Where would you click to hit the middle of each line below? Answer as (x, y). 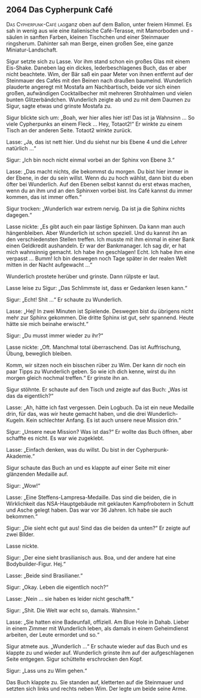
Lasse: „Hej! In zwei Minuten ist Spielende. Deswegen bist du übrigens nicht (100, 311)
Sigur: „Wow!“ (23, 485)
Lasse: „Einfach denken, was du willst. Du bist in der (71, 449)
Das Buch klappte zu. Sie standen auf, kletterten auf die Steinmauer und (95, 682)
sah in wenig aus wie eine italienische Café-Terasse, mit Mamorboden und (98, 31)
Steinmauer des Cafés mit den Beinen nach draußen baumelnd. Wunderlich (99, 80)
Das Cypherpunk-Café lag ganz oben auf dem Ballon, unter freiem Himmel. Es (99, 24)
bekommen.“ (22, 516)
